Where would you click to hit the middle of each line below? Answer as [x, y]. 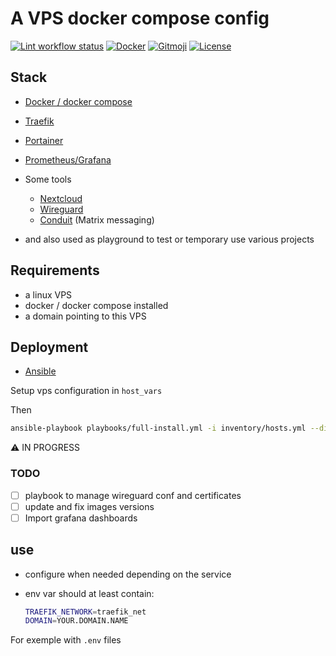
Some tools [48, 179]
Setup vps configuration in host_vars [86, 391]
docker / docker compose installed [96, 305]
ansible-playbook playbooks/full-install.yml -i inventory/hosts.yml [158, 428]
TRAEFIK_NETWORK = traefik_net [85, 612]
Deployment [49, 347]
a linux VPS [48, 294]
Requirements [55, 270]
